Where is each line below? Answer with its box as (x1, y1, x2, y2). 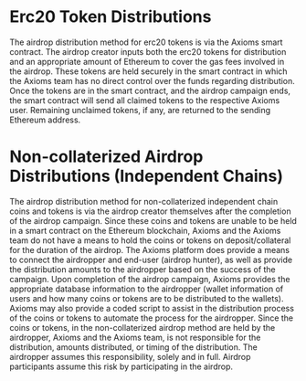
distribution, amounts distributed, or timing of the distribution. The (9, 341, 258, 353)
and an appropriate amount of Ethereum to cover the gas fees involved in (9, 56, 285, 67)
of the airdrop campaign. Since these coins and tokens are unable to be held (9, 215, 297, 226)
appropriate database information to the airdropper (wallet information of (9, 283, 284, 294)
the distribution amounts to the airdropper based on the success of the (9, 263, 276, 275)
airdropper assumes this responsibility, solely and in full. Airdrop (9, 351, 251, 362)
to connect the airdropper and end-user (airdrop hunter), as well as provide (9, 254, 293, 265)
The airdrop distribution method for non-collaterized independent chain (9, 196, 279, 206)
